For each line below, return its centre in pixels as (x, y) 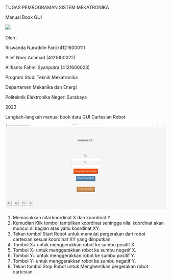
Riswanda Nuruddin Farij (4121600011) (45, 48)
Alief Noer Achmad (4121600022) (40, 57)
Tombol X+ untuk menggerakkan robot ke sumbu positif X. (74, 245)
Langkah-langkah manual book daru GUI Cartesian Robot (65, 117)
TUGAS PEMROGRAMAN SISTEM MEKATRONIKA (57, 7)
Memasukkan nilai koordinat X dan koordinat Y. (62, 218)
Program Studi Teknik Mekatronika (42, 77)
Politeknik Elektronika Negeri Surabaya (46, 97)
